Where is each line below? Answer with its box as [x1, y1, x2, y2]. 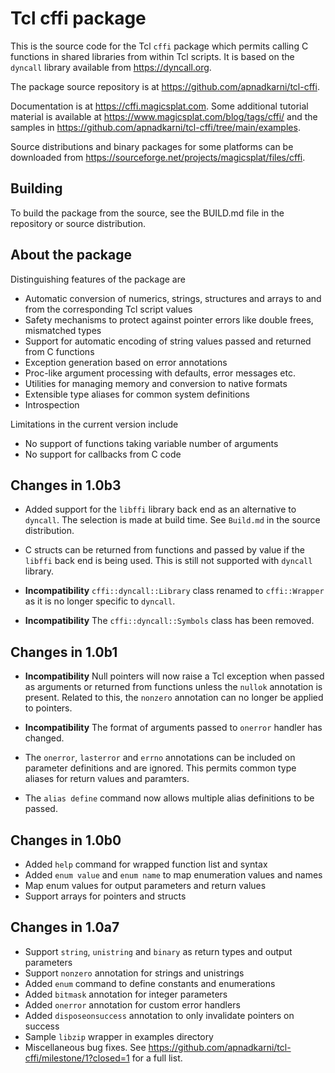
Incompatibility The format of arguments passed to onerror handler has [24, 722, 323, 734]
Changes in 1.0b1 [10, 643, 118, 661]
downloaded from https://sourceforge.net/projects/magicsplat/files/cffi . [10, 151, 306, 163]
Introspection [24, 398, 80, 411]
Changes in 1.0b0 [10, 832, 122, 849]
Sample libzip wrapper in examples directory [24, 1030, 214, 1042]
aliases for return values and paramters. [24, 773, 190, 785]
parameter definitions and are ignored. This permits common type [24, 762, 297, 774]
